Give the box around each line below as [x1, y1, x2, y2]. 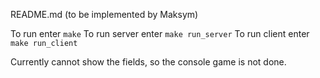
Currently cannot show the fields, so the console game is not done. [10, 56, 287, 68]
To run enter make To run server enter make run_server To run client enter [10, 28, 310, 39]
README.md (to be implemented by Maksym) [10, 9, 199, 20]
